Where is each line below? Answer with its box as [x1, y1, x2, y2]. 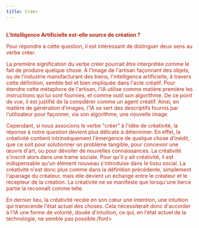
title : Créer [6, 8, 38, 15]
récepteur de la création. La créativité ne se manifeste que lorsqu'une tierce [6, 178, 191, 185]
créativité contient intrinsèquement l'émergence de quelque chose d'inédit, [6, 134, 190, 142]
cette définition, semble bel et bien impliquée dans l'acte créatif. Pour [6, 79, 176, 86]
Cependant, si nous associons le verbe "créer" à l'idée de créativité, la [6, 122, 178, 129]
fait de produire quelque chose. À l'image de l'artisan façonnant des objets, [6, 66, 190, 74]
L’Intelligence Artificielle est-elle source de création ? [6, 31, 141, 38]
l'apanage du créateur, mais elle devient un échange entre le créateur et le [6, 172, 188, 179]
